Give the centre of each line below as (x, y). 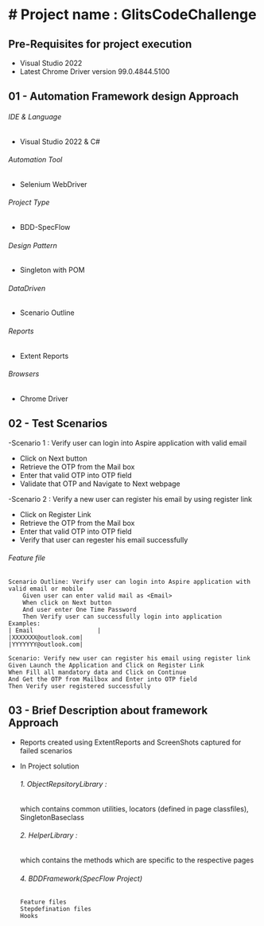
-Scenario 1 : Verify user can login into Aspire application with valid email (128, 442)
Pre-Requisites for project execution (100, 44)
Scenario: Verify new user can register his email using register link (129, 658)
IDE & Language (35, 116)
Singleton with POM (52, 270)
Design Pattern (33, 245)
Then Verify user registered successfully (80, 686)
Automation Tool (35, 160)
